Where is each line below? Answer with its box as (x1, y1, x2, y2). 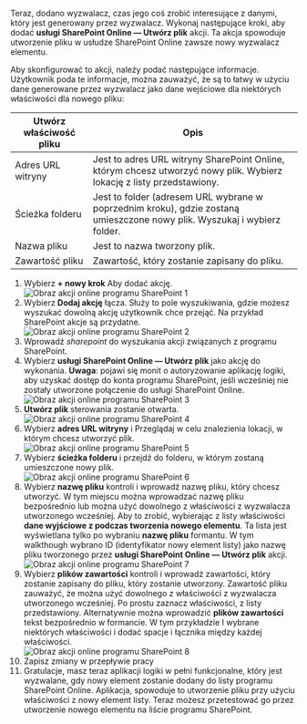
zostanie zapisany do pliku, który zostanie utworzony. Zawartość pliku (23, 578, 288, 589)
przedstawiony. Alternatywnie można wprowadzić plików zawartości (23, 607, 284, 618)
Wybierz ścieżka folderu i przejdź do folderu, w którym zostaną (23, 452, 264, 463)
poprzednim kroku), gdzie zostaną (92, 202, 240, 214)
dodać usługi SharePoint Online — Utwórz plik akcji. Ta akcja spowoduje (10, 27, 286, 37)
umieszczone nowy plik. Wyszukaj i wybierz (92, 213, 281, 226)
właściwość (23, 127, 77, 139)
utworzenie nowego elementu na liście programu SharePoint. (23, 704, 253, 715)
